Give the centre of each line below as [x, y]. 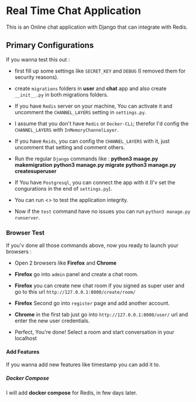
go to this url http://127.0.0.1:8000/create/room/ [75, 292]
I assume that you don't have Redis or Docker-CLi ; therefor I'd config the [102, 123]
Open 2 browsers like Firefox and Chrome [66, 263]
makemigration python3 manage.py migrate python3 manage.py [95, 164]
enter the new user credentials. [52, 321]
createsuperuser [35, 171]
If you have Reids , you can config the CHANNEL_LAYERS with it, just [92, 141]
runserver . [27, 217]
